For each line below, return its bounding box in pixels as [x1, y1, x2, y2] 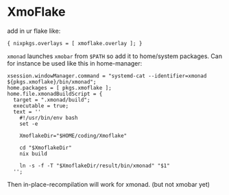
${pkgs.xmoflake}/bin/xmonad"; [7, 78, 97, 86]
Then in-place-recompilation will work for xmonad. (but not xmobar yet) [7, 180, 210, 188]
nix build [19, 150, 48, 157]
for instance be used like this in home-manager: [7, 59, 143, 67]
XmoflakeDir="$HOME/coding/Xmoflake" [19, 132, 128, 139]
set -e [19, 120, 38, 127]
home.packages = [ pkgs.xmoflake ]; [7, 84, 112, 91]
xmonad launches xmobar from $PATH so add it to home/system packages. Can [7, 52, 223, 60]
